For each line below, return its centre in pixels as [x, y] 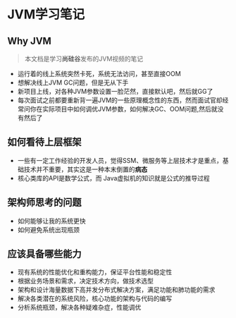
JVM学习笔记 [46, 14]
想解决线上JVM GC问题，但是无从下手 [73, 82]
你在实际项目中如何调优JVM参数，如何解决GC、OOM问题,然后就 [124, 109]
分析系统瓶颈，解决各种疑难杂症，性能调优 [79, 307]
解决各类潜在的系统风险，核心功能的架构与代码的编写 [95, 299]
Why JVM [29, 41]
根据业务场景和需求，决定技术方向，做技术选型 [85, 281]
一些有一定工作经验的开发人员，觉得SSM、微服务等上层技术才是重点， [120, 160]
